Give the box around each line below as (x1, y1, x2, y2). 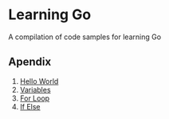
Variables (19, 85, 51, 94)
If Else (19, 101, 41, 111)
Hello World (19, 76, 59, 85)
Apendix (8, 55, 52, 69)
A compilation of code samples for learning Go (8, 32, 162, 42)
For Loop (19, 93, 50, 103)
